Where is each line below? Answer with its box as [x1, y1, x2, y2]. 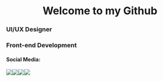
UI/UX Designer [6, 25, 52, 34]
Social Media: [6, 56, 40, 63]
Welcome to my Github [42, 4, 158, 18]
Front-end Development [6, 41, 77, 50]
